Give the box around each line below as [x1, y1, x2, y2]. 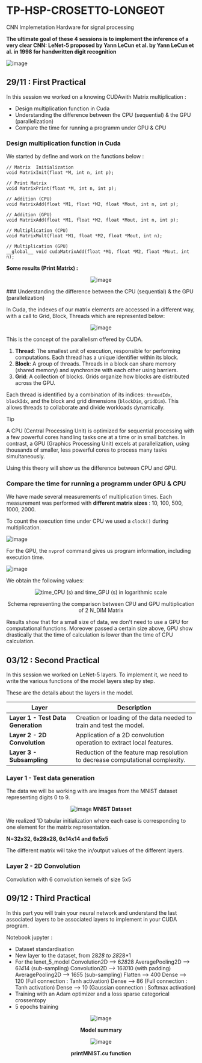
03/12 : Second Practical [6, 655, 100, 666]
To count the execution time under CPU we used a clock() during [6, 517, 169, 525]
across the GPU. [14, 379, 56, 387]
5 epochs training [14, 1003, 59, 1010]
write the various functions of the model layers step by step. [6, 678, 155, 685]
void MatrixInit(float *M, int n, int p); [6, 170, 114, 176]
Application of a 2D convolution [75, 731, 165, 740]
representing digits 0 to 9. [6, 794, 70, 801]
